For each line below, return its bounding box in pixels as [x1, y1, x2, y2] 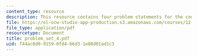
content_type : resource [6, 8, 65, 15]
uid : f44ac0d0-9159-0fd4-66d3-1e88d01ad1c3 [6, 41, 115, 47]
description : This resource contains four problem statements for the [6, 14, 183, 20]
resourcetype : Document [6, 30, 65, 36]
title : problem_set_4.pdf [6, 36, 70, 41]
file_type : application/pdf [6, 24, 75, 31]
